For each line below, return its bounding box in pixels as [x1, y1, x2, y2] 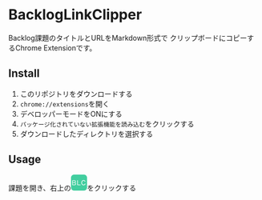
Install [8, 66, 40, 81]
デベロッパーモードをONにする [19, 109, 123, 118]
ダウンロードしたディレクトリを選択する [19, 129, 154, 138]
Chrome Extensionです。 [14, 42, 97, 53]
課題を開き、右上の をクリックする [8, 182, 137, 193]
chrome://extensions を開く [19, 98, 110, 109]
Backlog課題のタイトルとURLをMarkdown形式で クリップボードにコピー [8, 33, 248, 42]
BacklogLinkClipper [8, 6, 143, 24]
